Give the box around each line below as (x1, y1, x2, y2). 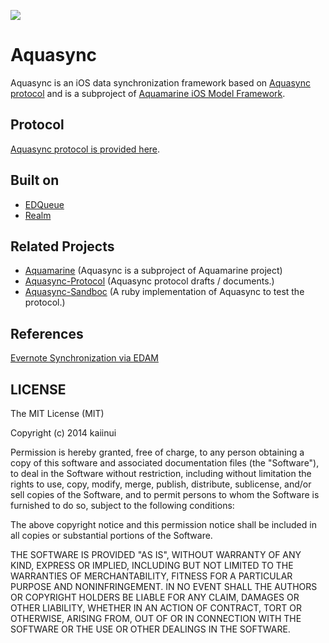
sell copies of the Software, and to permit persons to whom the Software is (10, 489, 320, 500)
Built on (10, 172, 60, 189)
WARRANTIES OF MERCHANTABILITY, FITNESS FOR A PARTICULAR (10, 570, 293, 582)
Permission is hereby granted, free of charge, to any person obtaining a (10, 446, 305, 458)
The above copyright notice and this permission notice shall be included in (10, 519, 317, 530)
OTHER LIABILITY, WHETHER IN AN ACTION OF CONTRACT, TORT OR (10, 602, 302, 614)
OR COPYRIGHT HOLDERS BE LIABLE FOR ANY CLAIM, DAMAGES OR (10, 591, 300, 603)
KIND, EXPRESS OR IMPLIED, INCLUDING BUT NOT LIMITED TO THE (10, 560, 294, 571)
